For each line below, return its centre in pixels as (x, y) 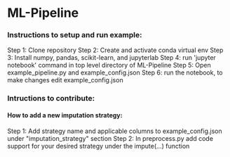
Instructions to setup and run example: (75, 35)
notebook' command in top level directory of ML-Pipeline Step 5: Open (109, 65)
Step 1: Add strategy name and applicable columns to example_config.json (115, 131)
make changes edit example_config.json (66, 80)
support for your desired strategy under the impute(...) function (99, 146)
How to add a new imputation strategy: (65, 115)
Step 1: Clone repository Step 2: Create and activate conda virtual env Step (115, 50)
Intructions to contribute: (51, 99)
